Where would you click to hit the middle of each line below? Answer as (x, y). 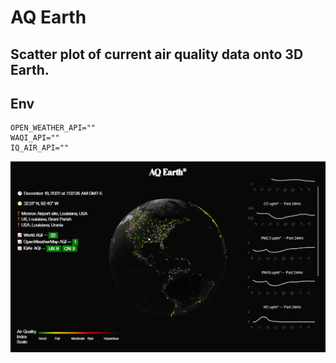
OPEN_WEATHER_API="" (53, 128)
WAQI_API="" (35, 138)
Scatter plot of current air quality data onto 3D (157, 54)
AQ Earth (48, 17)
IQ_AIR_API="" (40, 148)
